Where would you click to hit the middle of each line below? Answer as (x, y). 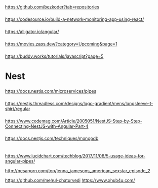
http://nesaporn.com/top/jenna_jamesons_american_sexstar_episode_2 (78, 170)
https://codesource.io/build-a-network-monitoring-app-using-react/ (75, 19)
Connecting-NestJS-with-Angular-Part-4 (47, 126)
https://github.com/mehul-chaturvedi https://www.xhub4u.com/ (70, 180)
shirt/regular (18, 109)
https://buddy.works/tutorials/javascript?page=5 (54, 56)
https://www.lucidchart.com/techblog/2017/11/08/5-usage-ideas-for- (75, 156)
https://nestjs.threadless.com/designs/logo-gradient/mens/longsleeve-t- (79, 103)
